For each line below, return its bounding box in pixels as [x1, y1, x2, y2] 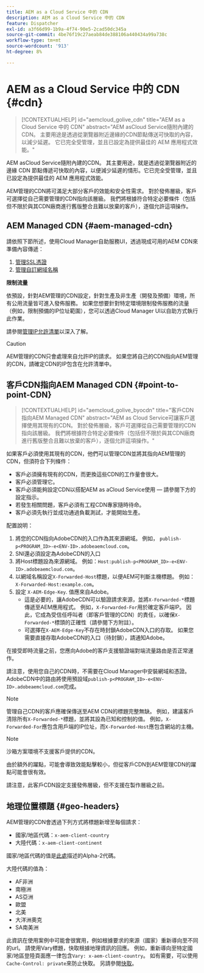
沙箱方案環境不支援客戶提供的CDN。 [6, 748, 99, 755]
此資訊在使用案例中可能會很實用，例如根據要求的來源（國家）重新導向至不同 [6, 937, 199, 944]
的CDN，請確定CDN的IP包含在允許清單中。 [6, 360, 115, 367]
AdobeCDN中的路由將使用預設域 [6, 676, 88, 683]
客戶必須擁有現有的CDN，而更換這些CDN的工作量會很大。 [15, 471, 162, 478]
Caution [6, 340, 26, 347]
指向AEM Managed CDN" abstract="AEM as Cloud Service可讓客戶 [21, 414, 190, 421]
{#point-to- [134, 379, 179, 390]
